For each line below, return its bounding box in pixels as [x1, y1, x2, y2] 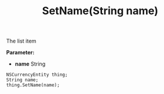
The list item [6, 37, 37, 45]
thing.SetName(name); [6, 82, 60, 88]
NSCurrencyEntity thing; [6, 72, 68, 78]
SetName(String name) [42, 4, 159, 18]
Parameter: [6, 49, 35, 56]
